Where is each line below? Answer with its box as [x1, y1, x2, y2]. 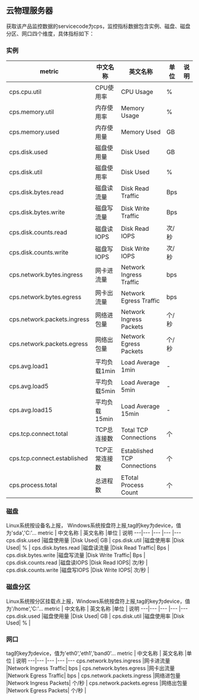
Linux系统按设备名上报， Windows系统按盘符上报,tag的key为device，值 [6, 522, 182, 529]
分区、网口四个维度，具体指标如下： [6, 30, 95, 37]
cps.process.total [9, 481, 57, 489]
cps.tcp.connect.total [9, 430, 68, 438]
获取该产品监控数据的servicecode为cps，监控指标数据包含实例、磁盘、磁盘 [6, 23, 191, 30]
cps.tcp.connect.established [9, 454, 88, 463]
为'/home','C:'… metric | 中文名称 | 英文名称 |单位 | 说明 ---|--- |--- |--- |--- [6, 605, 188, 612]
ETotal [121, 473, 139, 482]
